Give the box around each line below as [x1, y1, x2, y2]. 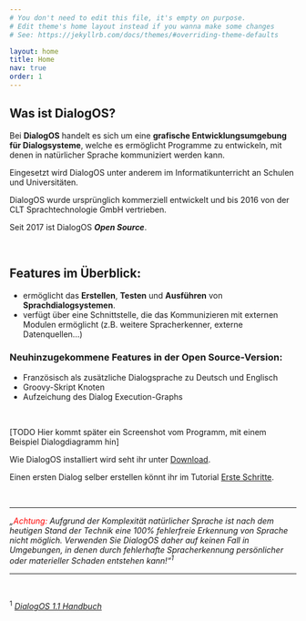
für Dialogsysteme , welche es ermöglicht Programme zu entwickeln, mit [9, 139, 282, 150]
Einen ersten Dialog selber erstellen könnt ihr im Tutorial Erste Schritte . [9, 471, 275, 483]
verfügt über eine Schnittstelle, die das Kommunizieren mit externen [22, 309, 279, 320]
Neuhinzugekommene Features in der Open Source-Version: [9, 351, 283, 364]
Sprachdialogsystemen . [22, 300, 116, 310]
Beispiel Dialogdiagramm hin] [9, 436, 120, 447]
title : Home [9, 56, 55, 65]
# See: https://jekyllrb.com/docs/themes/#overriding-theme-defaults [9, 30, 280, 39]
